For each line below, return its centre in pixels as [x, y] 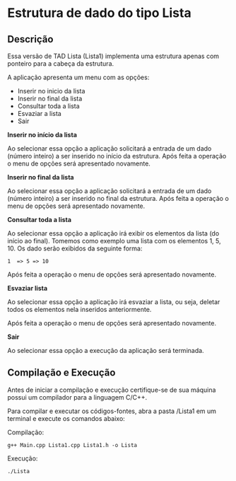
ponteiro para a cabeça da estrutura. [61, 64]
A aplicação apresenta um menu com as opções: [78, 77]
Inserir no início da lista [42, 135]
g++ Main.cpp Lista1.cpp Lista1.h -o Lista [72, 445]
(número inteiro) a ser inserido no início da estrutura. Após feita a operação [117, 156]
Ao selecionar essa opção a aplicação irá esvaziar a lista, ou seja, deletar [114, 302]
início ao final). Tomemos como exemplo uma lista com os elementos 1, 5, [114, 241]
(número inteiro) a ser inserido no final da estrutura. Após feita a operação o [118, 198]
